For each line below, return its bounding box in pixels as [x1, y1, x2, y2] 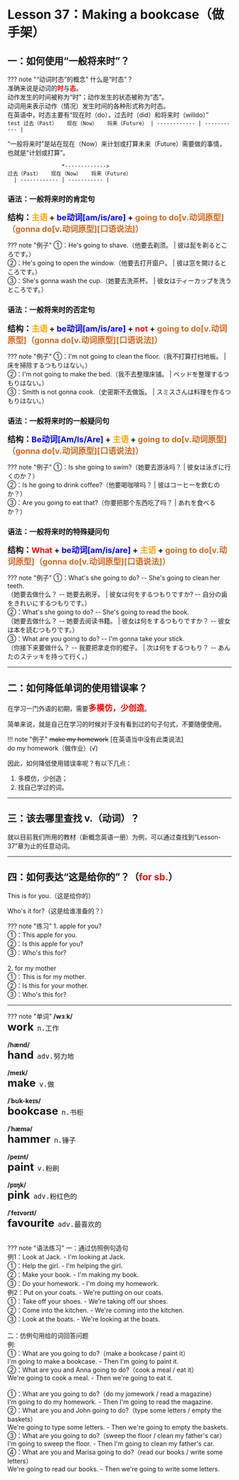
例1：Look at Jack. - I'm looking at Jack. [7, 1252, 126, 1261]
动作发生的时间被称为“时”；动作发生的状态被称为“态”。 [7, 93, 169, 101]
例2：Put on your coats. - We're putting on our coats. [7, 1288, 164, 1296]
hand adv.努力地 [7, 1047, 75, 1062]
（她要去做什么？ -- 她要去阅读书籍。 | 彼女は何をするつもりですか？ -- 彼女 [7, 617, 231, 625]
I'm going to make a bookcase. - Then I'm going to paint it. [7, 1357, 179, 1365]
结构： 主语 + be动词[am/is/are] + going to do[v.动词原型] [7, 213, 224, 223]
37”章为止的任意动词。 [7, 841, 74, 850]
